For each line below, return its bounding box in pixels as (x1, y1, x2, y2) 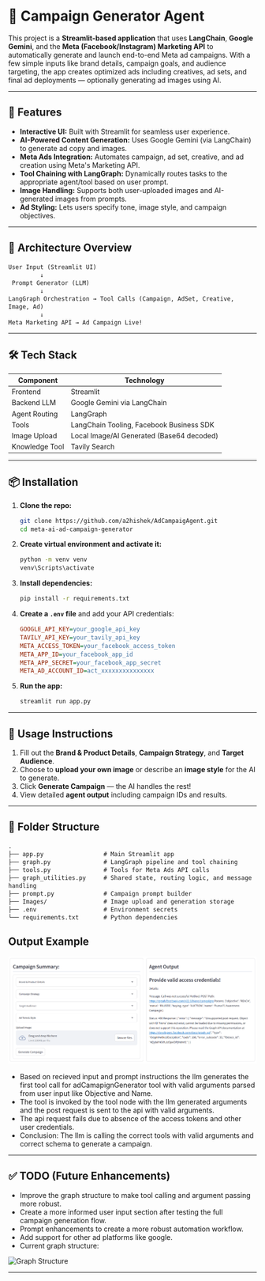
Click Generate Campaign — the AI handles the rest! (19, 782, 192, 790)
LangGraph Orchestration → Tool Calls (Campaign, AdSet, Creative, (8, 294, 235, 303)
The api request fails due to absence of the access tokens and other (19, 1113, 242, 1123)
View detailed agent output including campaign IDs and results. (19, 790, 227, 799)
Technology (125, 375, 165, 385)
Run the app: (19, 681, 63, 691)
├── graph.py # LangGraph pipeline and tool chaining (8, 858, 238, 866)
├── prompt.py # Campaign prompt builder (8, 889, 192, 897)
